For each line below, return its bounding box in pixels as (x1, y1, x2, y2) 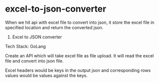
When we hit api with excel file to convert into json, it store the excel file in (5, 19, 155, 25)
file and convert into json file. (5, 58, 64, 64)
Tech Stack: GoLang (5, 43, 46, 49)
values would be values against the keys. (5, 72, 88, 78)
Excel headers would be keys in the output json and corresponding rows (5, 67, 151, 73)
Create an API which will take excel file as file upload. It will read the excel (5, 52, 154, 59)
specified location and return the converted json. (5, 24, 104, 30)
